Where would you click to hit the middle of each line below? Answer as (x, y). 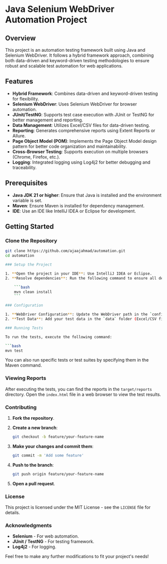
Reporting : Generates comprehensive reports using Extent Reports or (84, 130)
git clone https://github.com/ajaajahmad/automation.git (65, 251)
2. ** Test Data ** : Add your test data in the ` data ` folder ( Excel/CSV (81, 319)
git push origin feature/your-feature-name (58, 474)
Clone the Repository (31, 241)
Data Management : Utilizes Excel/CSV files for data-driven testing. (81, 125)
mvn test (14, 351)
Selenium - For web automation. (45, 536)
